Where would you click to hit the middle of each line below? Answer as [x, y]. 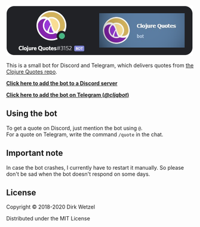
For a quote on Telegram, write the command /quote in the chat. [85, 134]
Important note [35, 153]
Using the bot [32, 114]
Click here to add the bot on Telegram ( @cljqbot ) [68, 95]
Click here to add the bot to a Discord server [62, 83]
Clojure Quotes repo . [32, 72]
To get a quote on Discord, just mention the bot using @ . [74, 128]
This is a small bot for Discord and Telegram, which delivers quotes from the [100, 65]
